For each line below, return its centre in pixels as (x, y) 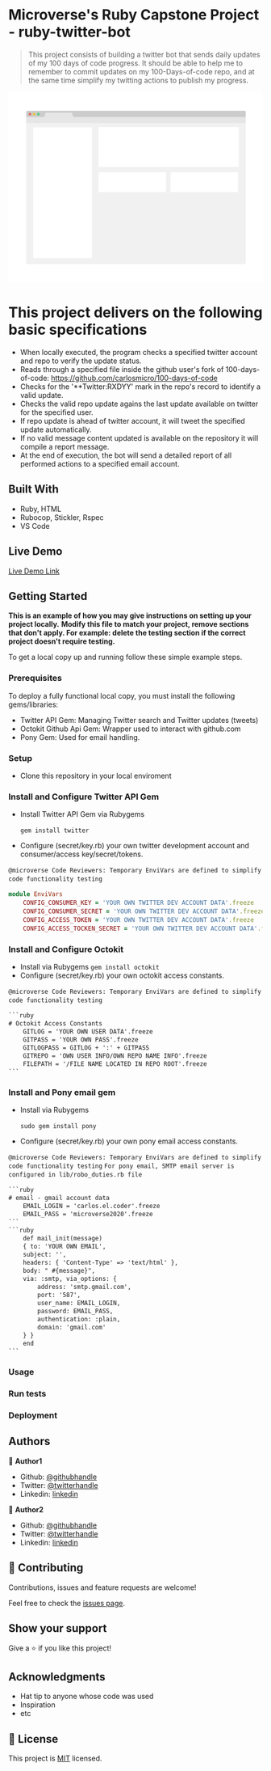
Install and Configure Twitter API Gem (84, 797)
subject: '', (45, 1255)
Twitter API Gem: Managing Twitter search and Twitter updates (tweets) (139, 720)
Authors (29, 1441)
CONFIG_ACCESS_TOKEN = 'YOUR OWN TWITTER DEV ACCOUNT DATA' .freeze (138, 919)
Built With (33, 490)
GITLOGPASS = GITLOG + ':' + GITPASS (86, 1048)
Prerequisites (35, 678)
